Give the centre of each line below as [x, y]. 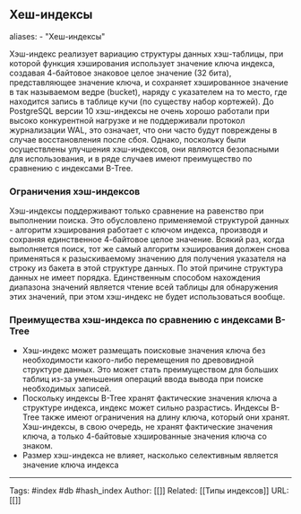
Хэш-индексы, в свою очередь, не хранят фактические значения [147, 427]
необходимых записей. [67, 388]
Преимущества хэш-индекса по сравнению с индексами [141, 320]
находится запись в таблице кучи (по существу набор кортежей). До [142, 101]
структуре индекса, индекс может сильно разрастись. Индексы [146, 408]
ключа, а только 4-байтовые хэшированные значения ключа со [144, 436]
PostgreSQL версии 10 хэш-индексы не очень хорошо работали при [140, 110]
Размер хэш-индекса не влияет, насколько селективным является [150, 456]
